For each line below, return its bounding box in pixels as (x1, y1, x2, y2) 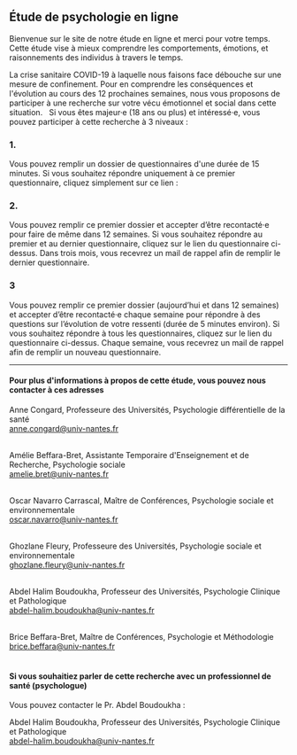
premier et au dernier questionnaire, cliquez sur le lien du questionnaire (9, 238, 270, 249)
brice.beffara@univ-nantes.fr (9, 641, 115, 651)
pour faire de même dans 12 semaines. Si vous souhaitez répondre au (9, 229, 263, 240)
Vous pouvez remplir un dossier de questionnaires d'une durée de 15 (9, 159, 260, 169)
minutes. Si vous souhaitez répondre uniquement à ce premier (9, 168, 236, 179)
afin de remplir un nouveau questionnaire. (9, 346, 162, 357)
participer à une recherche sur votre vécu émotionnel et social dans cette (9, 97, 277, 108)
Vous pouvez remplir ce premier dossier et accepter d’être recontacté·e (9, 220, 270, 230)
